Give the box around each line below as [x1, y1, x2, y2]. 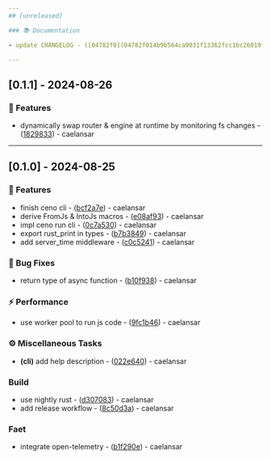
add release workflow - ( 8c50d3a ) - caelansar [19, 403, 174, 413]
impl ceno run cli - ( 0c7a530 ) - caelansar [19, 220, 157, 229]
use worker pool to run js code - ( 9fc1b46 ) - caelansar [19, 318, 201, 327]
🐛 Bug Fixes [8, 257, 55, 268]
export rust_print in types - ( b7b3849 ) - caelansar [19, 228, 187, 238]
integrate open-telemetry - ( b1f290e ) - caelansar [19, 442, 183, 452]
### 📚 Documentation [8, 26, 81, 35]
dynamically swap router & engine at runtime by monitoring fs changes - [19, 120, 261, 130]
